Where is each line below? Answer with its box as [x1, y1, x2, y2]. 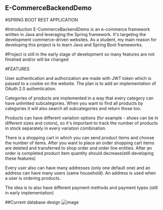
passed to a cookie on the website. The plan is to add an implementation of [5, 80, 156, 86]
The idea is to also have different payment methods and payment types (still [5, 185, 158, 191]
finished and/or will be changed [5, 56, 69, 62]
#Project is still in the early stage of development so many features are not [5, 51, 155, 57]
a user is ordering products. [5, 175, 61, 181]
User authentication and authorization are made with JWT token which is [5, 75, 152, 81]
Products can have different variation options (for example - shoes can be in [5, 115, 159, 121]
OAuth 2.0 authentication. [5, 85, 57, 92]
